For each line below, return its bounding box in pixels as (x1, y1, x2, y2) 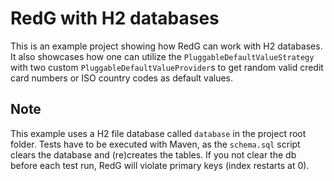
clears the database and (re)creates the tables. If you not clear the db (10, 148, 297, 161)
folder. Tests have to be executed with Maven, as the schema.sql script (10, 138, 301, 150)
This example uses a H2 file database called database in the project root (10, 127, 307, 139)
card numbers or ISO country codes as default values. (10, 72, 234, 84)
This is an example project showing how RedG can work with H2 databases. (10, 40, 323, 52)
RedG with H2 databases (10, 7, 220, 30)
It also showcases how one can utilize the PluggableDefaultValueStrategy (10, 50, 315, 62)
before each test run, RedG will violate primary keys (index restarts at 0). (10, 159, 310, 171)
